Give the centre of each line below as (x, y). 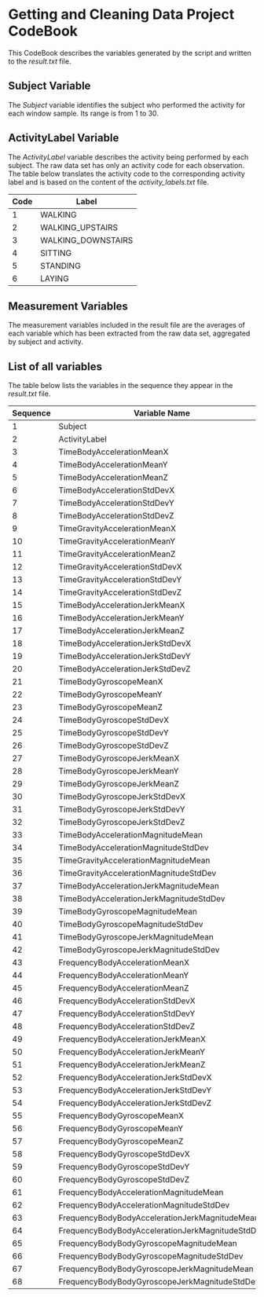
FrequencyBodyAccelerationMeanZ (124, 988)
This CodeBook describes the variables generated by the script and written (130, 53)
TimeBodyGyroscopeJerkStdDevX (122, 797)
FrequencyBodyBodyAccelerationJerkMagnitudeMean (159, 1218)
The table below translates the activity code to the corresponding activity (126, 174)
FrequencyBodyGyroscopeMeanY (121, 1129)
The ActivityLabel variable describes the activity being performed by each (128, 157)
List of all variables (55, 366)
